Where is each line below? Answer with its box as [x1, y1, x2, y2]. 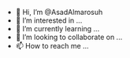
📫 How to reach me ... [15, 42, 89, 50]
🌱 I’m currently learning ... [15, 24, 100, 33]
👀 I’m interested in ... [15, 16, 83, 25]
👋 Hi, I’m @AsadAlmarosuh [15, 8, 103, 16]
